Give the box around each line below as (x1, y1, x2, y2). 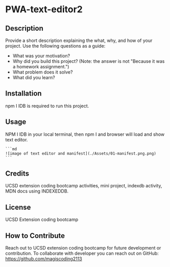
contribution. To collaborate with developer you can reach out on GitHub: (5, 250, 159, 256)
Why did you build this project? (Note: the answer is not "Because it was (12, 58, 165, 64)
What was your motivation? (12, 53, 70, 59)
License (5, 203, 31, 211)
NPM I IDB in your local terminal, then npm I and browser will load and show (5, 131, 165, 137)
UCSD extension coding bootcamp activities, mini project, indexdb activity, (5, 183, 162, 189)
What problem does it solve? (12, 69, 73, 75)
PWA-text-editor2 (5, 4, 83, 15)
